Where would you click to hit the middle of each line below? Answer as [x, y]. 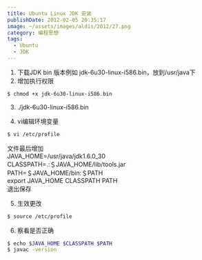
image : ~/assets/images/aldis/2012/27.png [69, 26]
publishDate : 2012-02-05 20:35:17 [57, 20]
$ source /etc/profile [40, 216]
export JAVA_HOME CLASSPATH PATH [62, 180]
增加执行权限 [35, 80]
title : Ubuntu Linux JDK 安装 [49, 13]
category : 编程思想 [33, 33]
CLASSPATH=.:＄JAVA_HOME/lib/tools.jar [67, 164]
